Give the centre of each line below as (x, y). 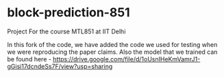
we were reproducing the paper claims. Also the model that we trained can (112, 52)
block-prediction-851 (69, 13)
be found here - (29, 59)
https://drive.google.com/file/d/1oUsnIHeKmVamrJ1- (126, 59)
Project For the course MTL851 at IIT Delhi (66, 31)
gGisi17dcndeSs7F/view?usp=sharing (60, 66)
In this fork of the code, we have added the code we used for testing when (112, 44)
